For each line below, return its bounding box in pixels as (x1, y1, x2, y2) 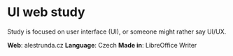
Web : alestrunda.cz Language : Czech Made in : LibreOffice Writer (7, 41, 197, 49)
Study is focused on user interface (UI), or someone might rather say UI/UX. (7, 27, 227, 36)
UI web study (7, 4, 85, 20)
